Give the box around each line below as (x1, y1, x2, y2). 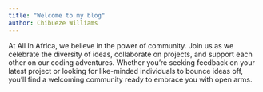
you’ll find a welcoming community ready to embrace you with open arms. (8, 75, 253, 84)
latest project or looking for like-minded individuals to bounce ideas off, (8, 66, 244, 75)
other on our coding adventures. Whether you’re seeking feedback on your (8, 57, 256, 67)
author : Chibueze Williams (8, 19, 98, 27)
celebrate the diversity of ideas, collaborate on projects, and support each (8, 49, 253, 59)
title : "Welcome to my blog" (8, 11, 106, 20)
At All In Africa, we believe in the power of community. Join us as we (8, 40, 234, 50)
